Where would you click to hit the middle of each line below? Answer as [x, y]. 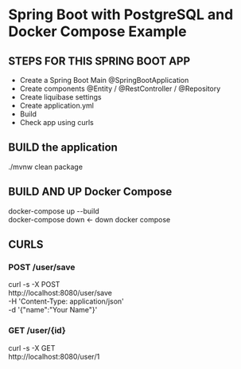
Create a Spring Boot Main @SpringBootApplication [104, 80]
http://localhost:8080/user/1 [54, 356]
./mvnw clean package [46, 167]
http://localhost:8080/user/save [60, 293]
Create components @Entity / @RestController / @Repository [120, 88]
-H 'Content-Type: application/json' [66, 301]
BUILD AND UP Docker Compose [90, 192]
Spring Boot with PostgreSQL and [121, 15]
